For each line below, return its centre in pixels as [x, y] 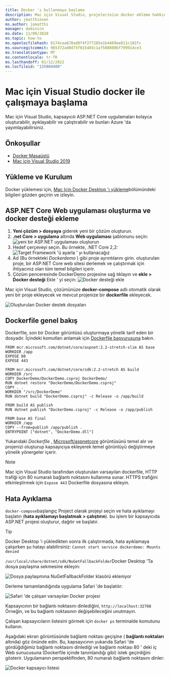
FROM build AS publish [29, 405]
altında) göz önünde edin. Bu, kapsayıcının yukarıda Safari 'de [70, 642]
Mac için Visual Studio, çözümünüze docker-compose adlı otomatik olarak [83, 289]
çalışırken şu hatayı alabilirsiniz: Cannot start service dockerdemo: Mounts [83, 547]
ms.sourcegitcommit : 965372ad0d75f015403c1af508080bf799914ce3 [73, 48]
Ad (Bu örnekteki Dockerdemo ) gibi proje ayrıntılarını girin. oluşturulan [86, 258]
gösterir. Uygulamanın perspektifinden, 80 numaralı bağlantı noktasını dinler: [85, 658]
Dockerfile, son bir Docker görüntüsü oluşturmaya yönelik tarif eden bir [79, 333]
